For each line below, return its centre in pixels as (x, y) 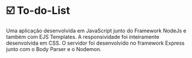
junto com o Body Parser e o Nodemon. (54, 49)
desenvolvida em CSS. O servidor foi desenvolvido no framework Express (95, 43)
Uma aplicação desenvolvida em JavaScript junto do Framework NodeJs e (96, 30)
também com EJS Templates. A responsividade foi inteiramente (83, 37)
